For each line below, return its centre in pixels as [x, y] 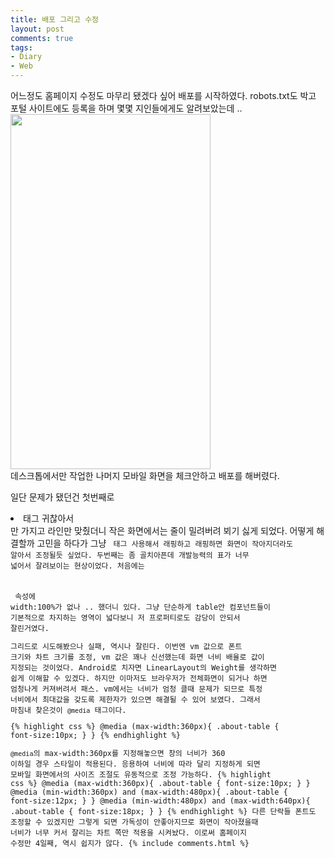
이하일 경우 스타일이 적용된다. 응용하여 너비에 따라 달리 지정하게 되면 [135, 764]
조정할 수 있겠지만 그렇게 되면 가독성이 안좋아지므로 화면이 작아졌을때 [134, 822]
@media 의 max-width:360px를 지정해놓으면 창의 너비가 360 [118, 753]
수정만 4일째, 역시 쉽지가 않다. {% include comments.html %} [130, 843]
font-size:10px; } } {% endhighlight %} [96, 735]
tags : [21, 47]
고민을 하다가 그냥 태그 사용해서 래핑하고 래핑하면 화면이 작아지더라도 [164, 543]
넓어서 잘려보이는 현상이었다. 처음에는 [77, 566]
